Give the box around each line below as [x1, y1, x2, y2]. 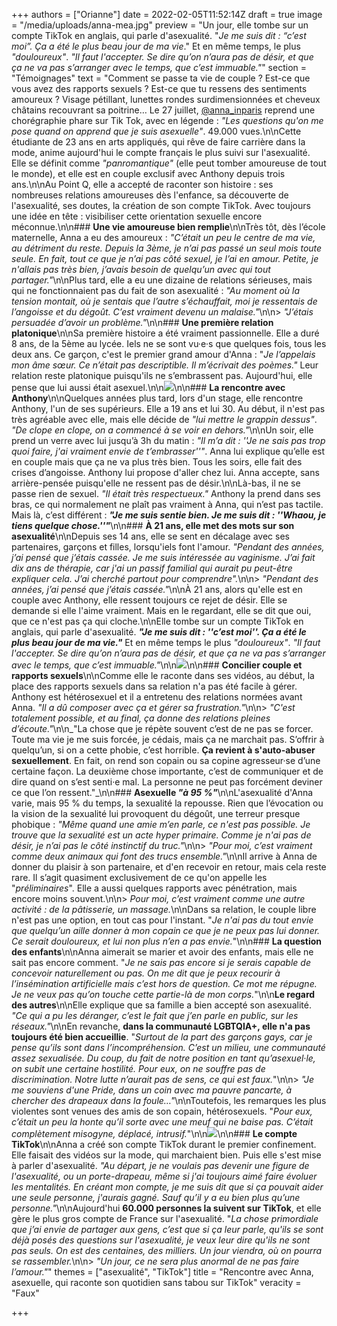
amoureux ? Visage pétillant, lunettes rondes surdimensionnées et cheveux [11, 94, 321, 105]
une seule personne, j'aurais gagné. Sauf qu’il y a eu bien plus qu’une [11, 1192, 301, 1203]
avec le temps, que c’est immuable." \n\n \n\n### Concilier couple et [11, 659, 303, 671]
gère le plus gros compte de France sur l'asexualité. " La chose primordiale [11, 1213, 319, 1224]
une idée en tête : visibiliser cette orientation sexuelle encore [11, 210, 263, 222]
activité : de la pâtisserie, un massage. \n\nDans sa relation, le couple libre [11, 904, 317, 915]
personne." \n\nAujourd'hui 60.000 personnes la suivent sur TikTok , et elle [11, 1202, 322, 1214]
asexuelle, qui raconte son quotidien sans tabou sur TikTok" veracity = [11, 1277, 302, 1288]
